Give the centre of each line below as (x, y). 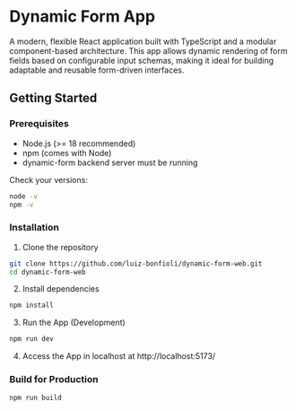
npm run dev (31, 339)
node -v (24, 196)
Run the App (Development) (74, 323)
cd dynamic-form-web (48, 272)
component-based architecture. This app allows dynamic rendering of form (148, 50)
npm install (31, 306)
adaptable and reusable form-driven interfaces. (97, 70)
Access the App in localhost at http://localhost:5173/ (119, 356)
